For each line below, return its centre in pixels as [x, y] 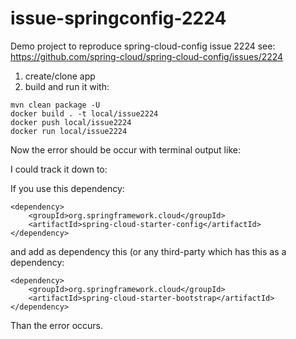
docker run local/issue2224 [69, 131]
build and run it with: [67, 86]
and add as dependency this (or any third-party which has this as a [148, 251]
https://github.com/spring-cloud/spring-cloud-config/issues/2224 [147, 56]
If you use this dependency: [67, 188]
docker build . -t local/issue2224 [84, 113]
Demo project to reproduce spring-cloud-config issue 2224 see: [143, 46]
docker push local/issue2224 [71, 122]
